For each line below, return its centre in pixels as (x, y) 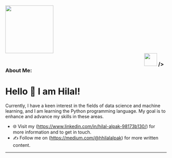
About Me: (19, 70)
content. (21, 145)
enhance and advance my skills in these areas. (55, 116)
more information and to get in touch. (52, 132)
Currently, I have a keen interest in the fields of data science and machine (83, 106)
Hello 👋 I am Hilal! (43, 91)
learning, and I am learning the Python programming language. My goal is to (85, 111)
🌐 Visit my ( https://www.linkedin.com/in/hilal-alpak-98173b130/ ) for (84, 126)
